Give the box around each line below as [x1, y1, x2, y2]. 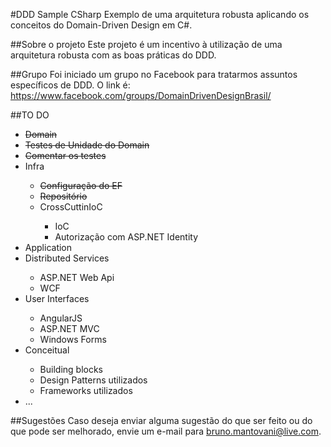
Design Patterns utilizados [39, 374, 148, 386]
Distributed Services [24, 252, 110, 264]
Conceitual [24, 344, 70, 356]
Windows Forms [39, 334, 107, 345]
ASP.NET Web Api [39, 272, 115, 283]
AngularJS [39, 312, 83, 324]
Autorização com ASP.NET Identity [54, 231, 199, 243]
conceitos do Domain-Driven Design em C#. [10, 19, 193, 31]
